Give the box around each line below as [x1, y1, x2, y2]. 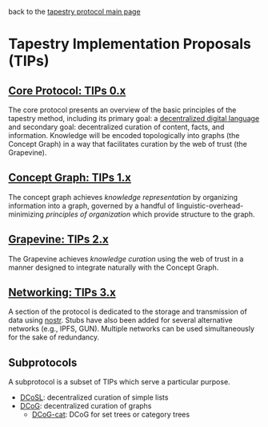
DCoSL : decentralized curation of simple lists [19, 392, 169, 402]
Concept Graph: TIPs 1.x [8, 171, 132, 185]
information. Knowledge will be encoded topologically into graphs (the [8, 131, 240, 140]
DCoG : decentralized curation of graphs [19, 401, 152, 411]
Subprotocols [8, 356, 78, 369]
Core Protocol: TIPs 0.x [8, 83, 126, 97]
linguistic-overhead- [175, 201, 244, 210]
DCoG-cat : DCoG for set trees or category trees [31, 409, 190, 420]
